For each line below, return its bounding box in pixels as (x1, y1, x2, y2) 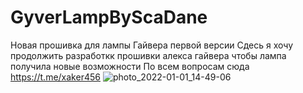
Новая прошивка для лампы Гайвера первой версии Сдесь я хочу (10, 39, 294, 51)
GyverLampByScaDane (10, 6, 208, 29)
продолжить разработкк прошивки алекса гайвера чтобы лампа (10, 49, 287, 61)
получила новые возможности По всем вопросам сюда (10, 60, 250, 72)
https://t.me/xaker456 (10, 71, 101, 83)
